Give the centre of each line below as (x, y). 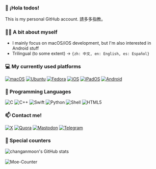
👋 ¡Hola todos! (22, 8)
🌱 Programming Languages (38, 91)
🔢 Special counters (28, 141)
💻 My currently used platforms (43, 66)
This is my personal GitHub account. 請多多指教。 (55, 19)
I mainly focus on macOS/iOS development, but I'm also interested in (81, 43)
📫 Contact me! (24, 115)
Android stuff (26, 48)
